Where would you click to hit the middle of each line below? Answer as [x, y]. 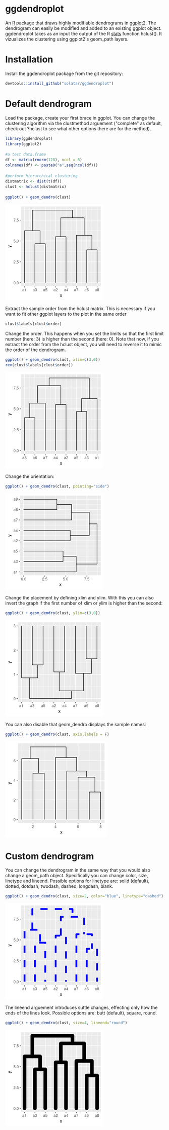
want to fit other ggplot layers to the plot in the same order [66, 314]
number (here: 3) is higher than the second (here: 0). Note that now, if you [82, 339]
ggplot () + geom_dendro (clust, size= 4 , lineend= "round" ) [66, 1023]
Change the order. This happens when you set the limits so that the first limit [84, 334]
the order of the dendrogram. [36, 350]
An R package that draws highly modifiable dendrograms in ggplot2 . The [81, 23]
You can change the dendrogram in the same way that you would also [78, 870]
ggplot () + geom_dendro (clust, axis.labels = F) [57, 734]
